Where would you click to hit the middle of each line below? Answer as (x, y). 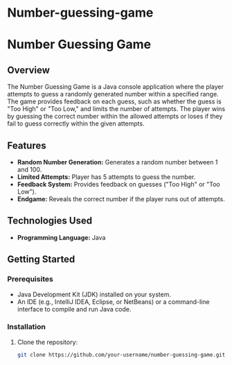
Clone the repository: (47, 342)
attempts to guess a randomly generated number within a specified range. (113, 94)
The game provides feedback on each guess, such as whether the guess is (114, 101)
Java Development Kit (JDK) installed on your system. (94, 294)
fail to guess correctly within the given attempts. (76, 124)
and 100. (29, 169)
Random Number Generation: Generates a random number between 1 (117, 162)
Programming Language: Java (61, 237)
